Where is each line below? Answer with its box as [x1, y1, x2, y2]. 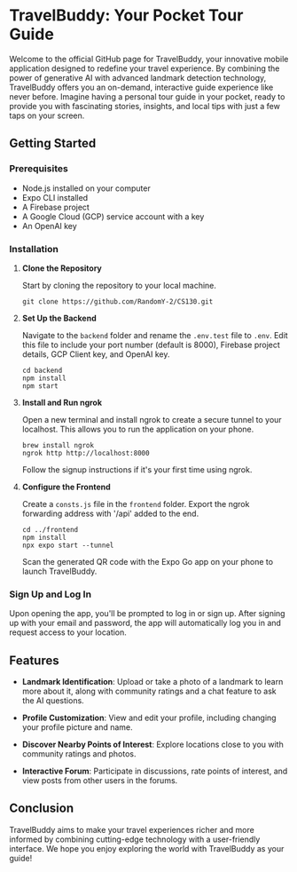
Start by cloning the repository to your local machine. [21, 280, 217, 290]
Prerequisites [9, 163, 68, 175]
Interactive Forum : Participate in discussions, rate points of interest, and [21, 765, 288, 777]
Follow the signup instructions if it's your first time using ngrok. [21, 464, 253, 475]
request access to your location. [9, 627, 127, 638]
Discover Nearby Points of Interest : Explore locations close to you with [21, 739, 284, 750]
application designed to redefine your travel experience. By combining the [9, 63, 280, 74]
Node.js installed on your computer [21, 183, 151, 194]
